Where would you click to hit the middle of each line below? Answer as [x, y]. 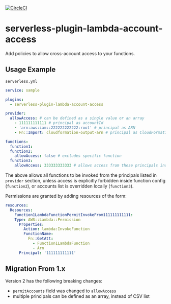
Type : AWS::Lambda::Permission [48, 220]
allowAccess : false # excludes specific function [68, 156]
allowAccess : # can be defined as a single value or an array [77, 118]
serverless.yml [21, 81]
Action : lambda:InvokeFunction [57, 229]
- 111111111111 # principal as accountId [59, 123]
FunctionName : [38, 234]
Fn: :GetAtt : [40, 239]
